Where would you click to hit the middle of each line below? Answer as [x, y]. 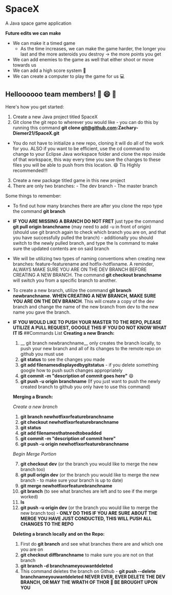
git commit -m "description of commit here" [68, 438]
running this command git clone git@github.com [64, 128]
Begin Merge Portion [34, 454]
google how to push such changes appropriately [71, 370]
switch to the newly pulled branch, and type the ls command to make [85, 243]
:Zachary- [127, 128]
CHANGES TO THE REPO [47, 524]
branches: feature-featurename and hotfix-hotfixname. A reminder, [83, 264]
